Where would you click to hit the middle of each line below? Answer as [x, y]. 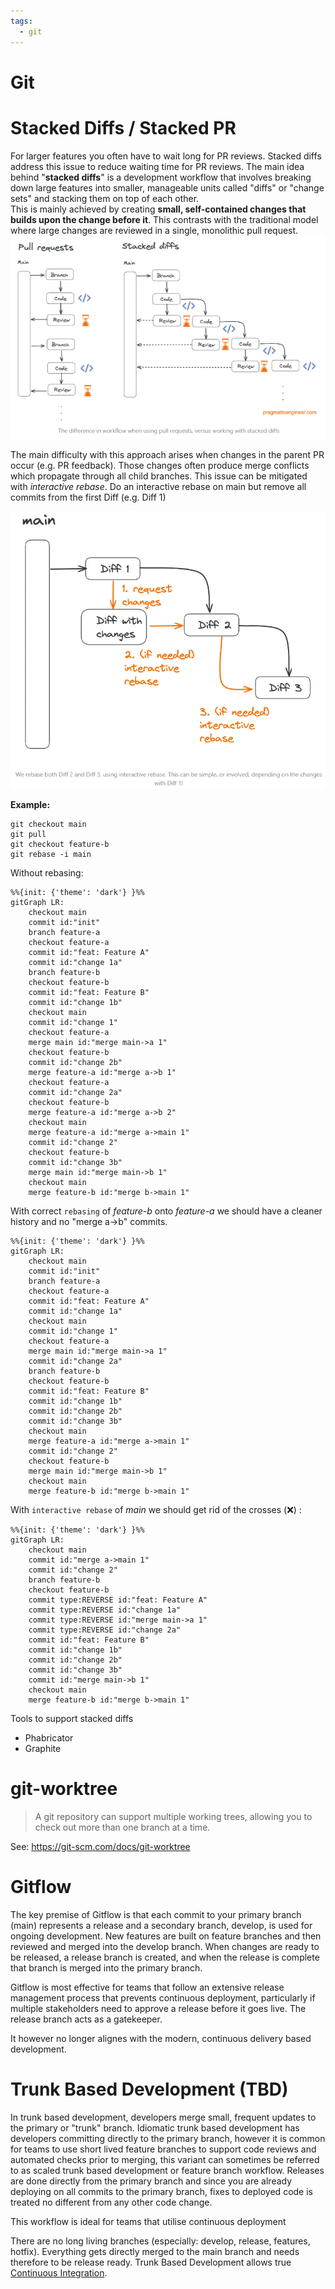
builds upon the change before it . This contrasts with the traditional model [164, 219]
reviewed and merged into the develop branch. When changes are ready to [165, 1946]
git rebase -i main [51, 854]
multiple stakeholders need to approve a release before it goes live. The [158, 2008]
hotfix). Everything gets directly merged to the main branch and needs [155, 2251]
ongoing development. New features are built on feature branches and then [166, 1936]
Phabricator [49, 1737]
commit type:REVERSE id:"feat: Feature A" [118, 1600]
